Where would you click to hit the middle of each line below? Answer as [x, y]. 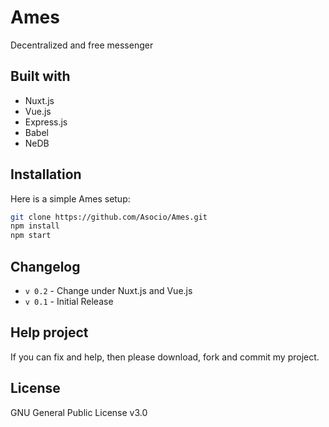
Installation [46, 174]
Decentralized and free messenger [82, 45]
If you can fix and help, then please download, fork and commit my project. [165, 357]
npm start [31, 236]
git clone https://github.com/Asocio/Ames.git [109, 217]
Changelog [45, 266]
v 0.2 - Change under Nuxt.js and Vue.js [108, 290]
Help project [49, 332]
